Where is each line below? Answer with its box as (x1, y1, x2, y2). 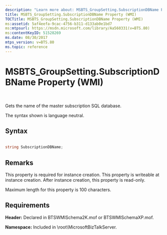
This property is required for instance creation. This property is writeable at (5, 172, 160, 178)
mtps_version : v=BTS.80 (5, 40, 55, 45)
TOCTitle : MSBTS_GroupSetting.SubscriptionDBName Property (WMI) (5, 16, 143, 21)
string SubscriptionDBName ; (5, 145, 64, 150)
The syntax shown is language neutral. (5, 112, 84, 118)
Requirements (5, 201, 50, 210)
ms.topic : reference (5, 44, 48, 49)
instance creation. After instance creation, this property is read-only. (5, 177, 146, 183)
